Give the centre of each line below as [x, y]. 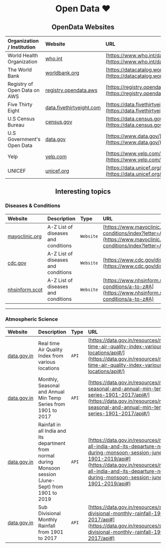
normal [46, 456]
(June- [47, 480]
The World [20, 70]
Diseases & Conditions [33, 205]
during [46, 462]
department [52, 443]
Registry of [20, 84]
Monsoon [49, 468]
